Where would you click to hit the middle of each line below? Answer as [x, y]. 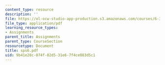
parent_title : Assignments [33, 37]
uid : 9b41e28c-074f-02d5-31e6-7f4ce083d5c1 [50, 55]
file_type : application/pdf [34, 23]
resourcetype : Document [29, 46]
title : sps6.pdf [22, 50]
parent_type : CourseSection [34, 42]
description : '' [22, 14]
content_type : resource [29, 10]
